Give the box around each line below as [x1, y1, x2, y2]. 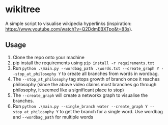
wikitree [5, 4, 41, 15]
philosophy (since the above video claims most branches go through [12, 81, 157, 87]
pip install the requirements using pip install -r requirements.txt [12, 60, 155, 66]
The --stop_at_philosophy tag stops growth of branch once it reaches [12, 76, 160, 82]
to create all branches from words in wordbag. [62, 70, 159, 77]
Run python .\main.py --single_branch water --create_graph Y [12, 103, 148, 109]
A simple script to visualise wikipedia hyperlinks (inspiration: [5, 20, 132, 27]
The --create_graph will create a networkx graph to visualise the [12, 92, 148, 98]
